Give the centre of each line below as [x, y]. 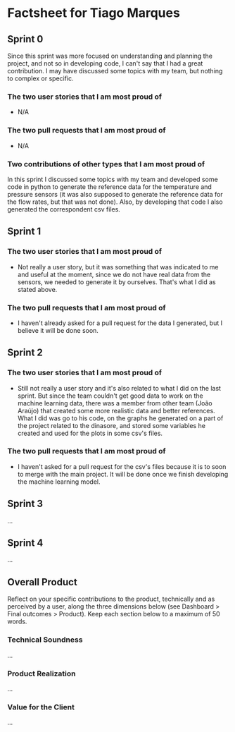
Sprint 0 [25, 39]
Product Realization [42, 673]
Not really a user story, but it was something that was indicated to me [118, 267]
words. [17, 621]
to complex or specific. [40, 78]
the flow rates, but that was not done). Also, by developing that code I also [115, 202]
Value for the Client [41, 707]
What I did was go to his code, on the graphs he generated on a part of [120, 418]
